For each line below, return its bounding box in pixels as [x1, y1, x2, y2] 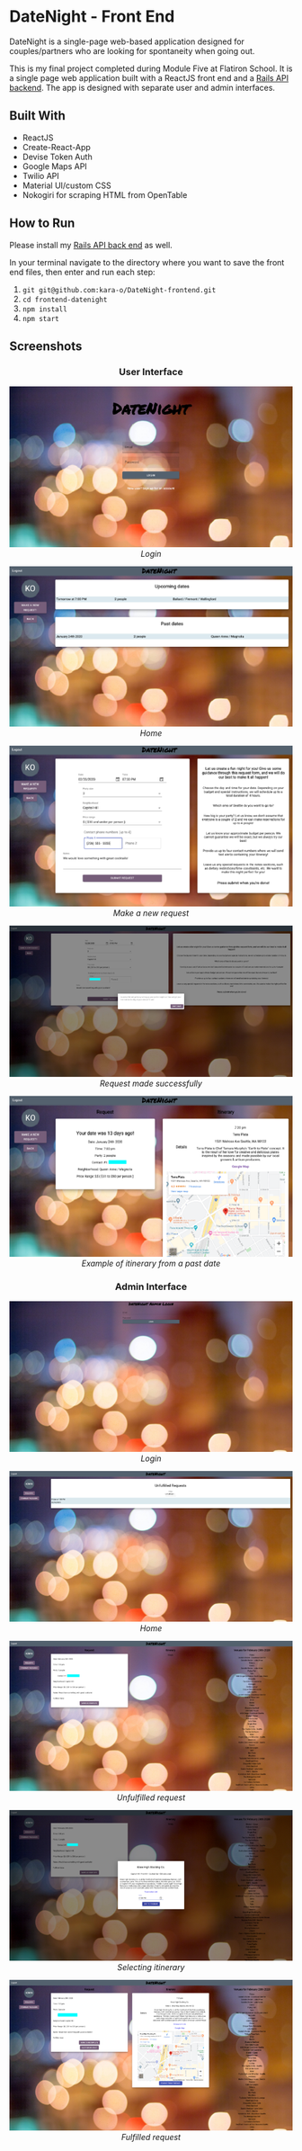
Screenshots [9, 338, 83, 354]
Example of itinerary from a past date [81, 1258, 221, 1268]
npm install [22, 304, 67, 314]
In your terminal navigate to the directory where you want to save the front [9, 256, 285, 267]
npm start [22, 314, 60, 323]
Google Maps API [22, 160, 87, 172]
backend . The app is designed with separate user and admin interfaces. [9, 82, 276, 93]
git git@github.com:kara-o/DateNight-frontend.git [22, 285, 217, 294]
